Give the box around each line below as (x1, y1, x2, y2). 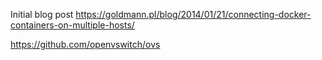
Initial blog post (10, 9, 74, 20)
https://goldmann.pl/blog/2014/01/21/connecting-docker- (75, 9, 312, 20)
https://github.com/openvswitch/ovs (10, 39, 161, 50)
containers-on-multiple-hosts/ (10, 19, 135, 31)
